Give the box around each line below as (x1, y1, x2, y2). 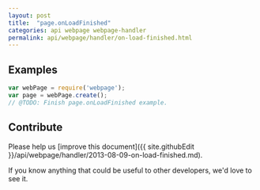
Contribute (8, 120, 63, 135)
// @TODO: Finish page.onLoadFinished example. (8, 98, 168, 107)
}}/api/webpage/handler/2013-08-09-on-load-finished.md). (8, 150, 203, 159)
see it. (8, 173, 28, 183)
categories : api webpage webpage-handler (8, 26, 147, 34)
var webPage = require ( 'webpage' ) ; (8, 84, 126, 92)
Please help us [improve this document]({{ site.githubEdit (8, 142, 195, 151)
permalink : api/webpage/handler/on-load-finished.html (8, 33, 193, 42)
